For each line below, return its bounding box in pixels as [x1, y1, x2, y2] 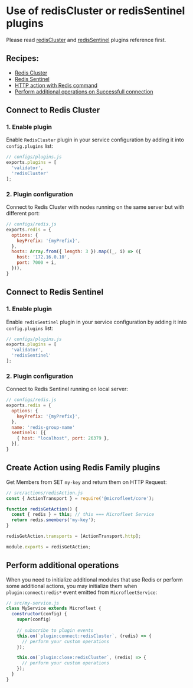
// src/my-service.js [6, 600, 60, 606]
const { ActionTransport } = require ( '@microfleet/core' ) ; [6, 495, 155, 501]
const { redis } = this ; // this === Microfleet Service [11, 512, 155, 518]
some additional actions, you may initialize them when [6, 582, 138, 589]
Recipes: [6, 53, 40, 63]
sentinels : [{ [11, 430, 46, 436]
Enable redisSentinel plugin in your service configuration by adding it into [6, 318, 187, 325]
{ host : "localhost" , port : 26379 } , [17, 435, 110, 441]
